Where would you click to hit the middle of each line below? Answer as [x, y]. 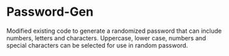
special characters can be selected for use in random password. [97, 45]
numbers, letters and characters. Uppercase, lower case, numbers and [106, 38]
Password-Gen [50, 12]
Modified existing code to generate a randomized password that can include [114, 31]
